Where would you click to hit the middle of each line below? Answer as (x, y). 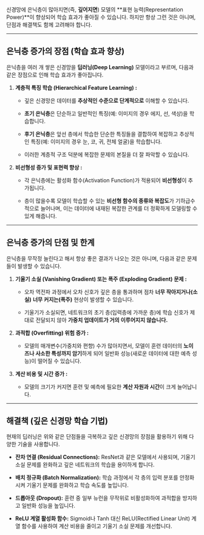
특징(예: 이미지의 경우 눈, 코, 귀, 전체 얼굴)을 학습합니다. (96, 141)
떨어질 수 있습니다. (59, 361)
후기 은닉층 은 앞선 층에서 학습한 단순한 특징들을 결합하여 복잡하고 (101, 134)
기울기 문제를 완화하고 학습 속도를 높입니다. (77, 485)
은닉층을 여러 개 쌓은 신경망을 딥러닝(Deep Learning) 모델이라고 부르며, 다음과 (100, 67)
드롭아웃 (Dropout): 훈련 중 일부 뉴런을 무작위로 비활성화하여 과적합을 (98, 498)
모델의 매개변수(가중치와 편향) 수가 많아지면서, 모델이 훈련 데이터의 (103, 346)
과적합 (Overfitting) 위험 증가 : (52, 333)
